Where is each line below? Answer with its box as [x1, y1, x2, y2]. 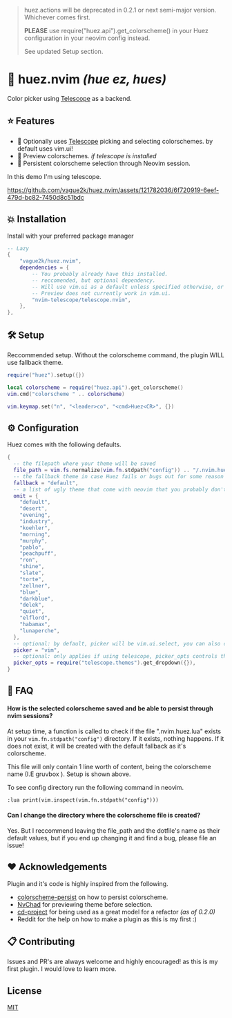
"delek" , [19, 601, 45, 609]
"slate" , [19, 569, 45, 576]
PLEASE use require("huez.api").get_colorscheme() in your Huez [23, 27, 209, 35]
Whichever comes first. [23, 13, 91, 21]
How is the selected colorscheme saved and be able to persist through [7, 704, 214, 713]
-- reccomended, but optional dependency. [32, 276, 156, 284]
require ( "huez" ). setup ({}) [7, 372, 85, 379]
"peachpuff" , [19, 550, 57, 557]
